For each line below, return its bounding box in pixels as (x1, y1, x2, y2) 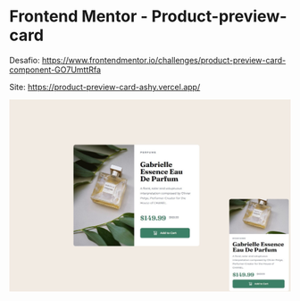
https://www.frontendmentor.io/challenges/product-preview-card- (41, 54, 287, 65)
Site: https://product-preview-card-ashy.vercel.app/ (9, 81, 201, 92)
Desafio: (9, 54, 40, 65)
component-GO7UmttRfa (9, 64, 101, 75)
